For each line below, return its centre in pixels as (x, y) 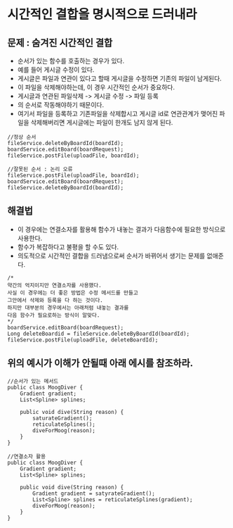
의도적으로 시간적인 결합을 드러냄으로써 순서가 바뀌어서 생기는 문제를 (111, 256)
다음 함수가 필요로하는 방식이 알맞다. (54, 315)
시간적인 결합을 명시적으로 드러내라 (102, 14)
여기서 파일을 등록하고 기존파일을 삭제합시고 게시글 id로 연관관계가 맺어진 (118, 114)
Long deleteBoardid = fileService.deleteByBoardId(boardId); (99, 334)
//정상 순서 (22, 137)
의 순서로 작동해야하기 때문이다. (60, 105)
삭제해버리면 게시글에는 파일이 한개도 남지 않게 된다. (102, 122)
